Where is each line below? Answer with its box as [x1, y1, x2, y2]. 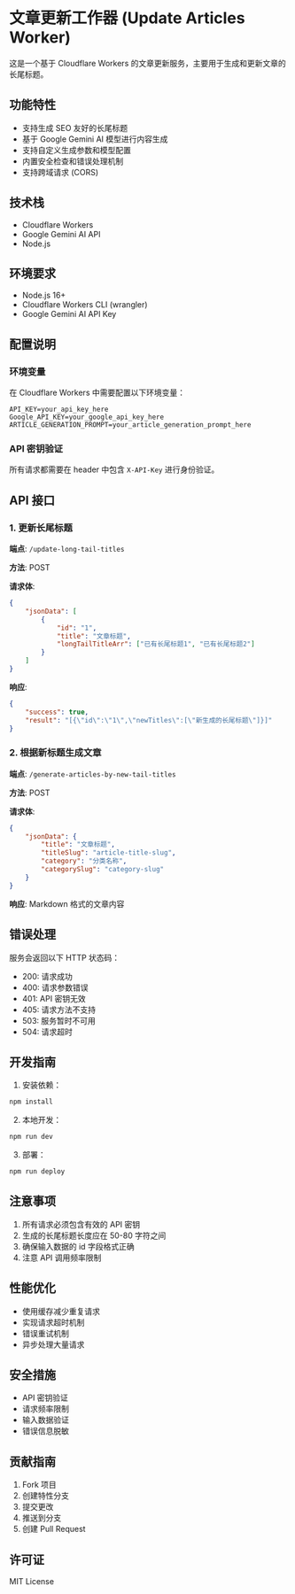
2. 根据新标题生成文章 [9, 747, 102, 759]
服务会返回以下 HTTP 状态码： [9, 952, 120, 963]
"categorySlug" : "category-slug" [41, 865, 165, 874]
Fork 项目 [21, 1480, 58, 1490]
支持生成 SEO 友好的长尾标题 [21, 122, 128, 133]
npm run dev [9, 1133, 53, 1141]
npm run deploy [9, 1167, 66, 1176]
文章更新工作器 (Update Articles [9, 8, 245, 28]
